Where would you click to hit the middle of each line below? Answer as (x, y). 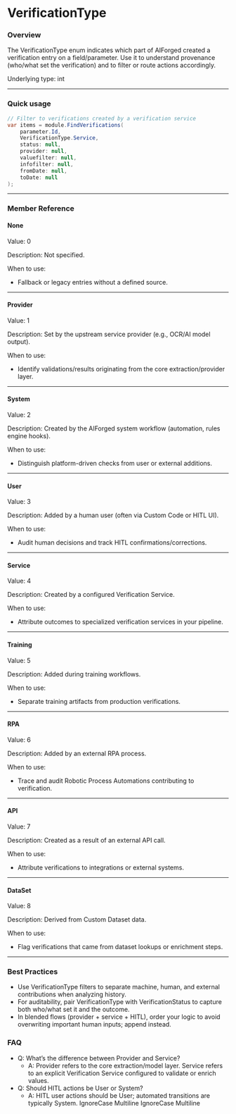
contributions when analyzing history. (72, 994)
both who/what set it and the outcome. (73, 1010)
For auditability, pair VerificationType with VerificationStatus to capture (120, 1002)
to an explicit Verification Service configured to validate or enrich (122, 1073)
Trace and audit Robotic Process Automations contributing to (106, 781)
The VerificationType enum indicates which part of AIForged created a (109, 50)
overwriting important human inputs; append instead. (94, 1025)
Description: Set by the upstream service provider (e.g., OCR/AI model (109, 334)
